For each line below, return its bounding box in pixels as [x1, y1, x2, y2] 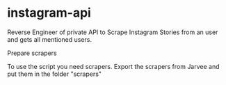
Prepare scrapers [7, 49, 57, 57]
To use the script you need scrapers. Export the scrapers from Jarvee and [7, 62, 220, 70]
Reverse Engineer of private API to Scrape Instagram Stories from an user [7, 28, 218, 36]
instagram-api [7, 5, 92, 21]
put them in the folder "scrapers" [7, 70, 102, 78]
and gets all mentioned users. [7, 35, 92, 43]
